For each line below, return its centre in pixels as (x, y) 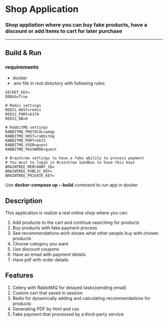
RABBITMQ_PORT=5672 (25, 141)
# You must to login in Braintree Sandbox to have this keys (70, 163)
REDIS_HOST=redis (23, 110)
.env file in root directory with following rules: (59, 83)
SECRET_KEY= (17, 93)
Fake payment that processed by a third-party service (68, 314)
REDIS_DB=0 (16, 119)
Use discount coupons (35, 249)
